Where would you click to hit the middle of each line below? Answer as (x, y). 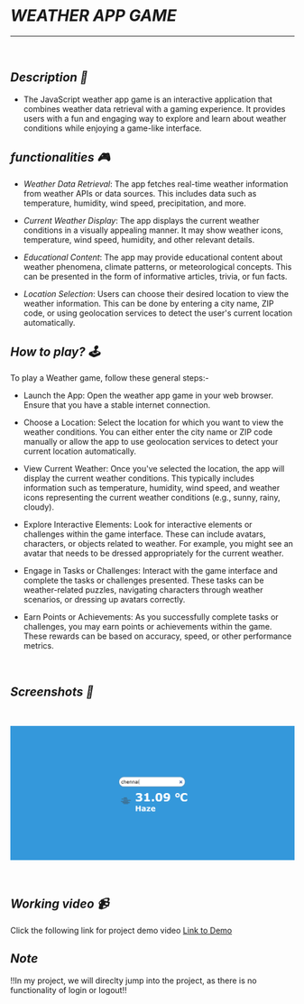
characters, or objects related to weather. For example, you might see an (158, 544)
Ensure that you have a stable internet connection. (117, 405)
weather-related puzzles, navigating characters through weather (143, 590)
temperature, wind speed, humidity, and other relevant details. (139, 239)
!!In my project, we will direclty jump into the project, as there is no (134, 981)
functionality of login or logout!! (69, 990)
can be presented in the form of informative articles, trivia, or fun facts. (155, 276)
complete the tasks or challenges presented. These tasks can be (143, 580)
